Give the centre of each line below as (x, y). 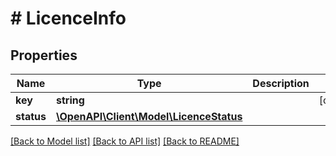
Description (281, 83)
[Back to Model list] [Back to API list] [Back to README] (125, 141)
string (70, 100)
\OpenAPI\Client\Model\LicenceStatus (149, 116)
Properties (44, 55)
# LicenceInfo (68, 18)
